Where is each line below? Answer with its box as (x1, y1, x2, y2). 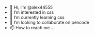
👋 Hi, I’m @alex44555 (9, 5, 53, 10)
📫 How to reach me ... (9, 25, 55, 30)
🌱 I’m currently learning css (9, 15, 64, 20)
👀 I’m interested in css (9, 9, 54, 15)
